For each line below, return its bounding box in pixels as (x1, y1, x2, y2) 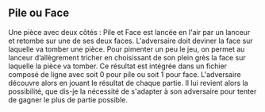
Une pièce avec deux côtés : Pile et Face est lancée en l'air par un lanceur (8, 27, 251, 37)
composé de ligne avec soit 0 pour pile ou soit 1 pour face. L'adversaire (8, 69, 241, 79)
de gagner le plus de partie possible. (8, 95, 129, 104)
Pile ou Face (8, 6, 70, 20)
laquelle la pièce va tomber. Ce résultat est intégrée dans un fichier (8, 61, 228, 71)
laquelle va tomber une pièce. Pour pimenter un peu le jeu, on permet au (8, 44, 245, 54)
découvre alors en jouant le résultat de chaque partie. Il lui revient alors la (8, 78, 248, 87)
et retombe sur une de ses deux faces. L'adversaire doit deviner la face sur (8, 36, 254, 45)
